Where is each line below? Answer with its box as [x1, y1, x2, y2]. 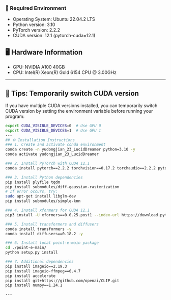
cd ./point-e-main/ [5, 245, 47, 251]
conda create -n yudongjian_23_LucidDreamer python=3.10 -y [5, 147, 136, 152]
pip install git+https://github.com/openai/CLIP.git [5, 278, 120, 283]
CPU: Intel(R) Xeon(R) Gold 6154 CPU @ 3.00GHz [12, 69, 117, 76]
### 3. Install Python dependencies [5, 174, 83, 180]
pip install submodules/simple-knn [5, 198, 81, 204]
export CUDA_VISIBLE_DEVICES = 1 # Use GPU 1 [5, 128, 101, 133]
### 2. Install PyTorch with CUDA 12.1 [5, 161, 90, 166]
